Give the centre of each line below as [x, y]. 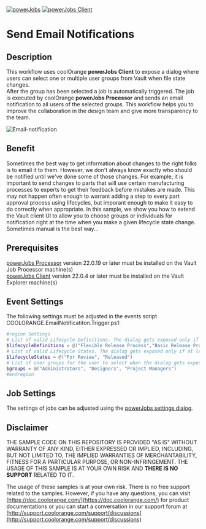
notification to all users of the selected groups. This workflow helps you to [100, 104]
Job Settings [31, 393]
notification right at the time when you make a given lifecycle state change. [101, 222]
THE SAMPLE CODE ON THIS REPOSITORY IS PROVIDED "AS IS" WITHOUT [102, 442]
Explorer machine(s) [32, 282]
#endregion [20, 374]
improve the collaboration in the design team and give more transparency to [102, 111]
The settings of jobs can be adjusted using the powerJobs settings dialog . [100, 408]
